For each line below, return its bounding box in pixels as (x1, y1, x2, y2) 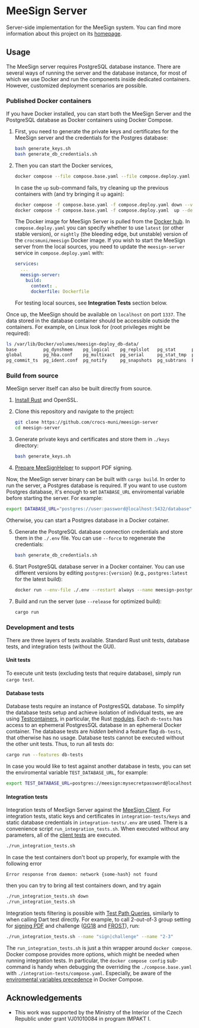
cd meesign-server (14, 425, 60, 431)
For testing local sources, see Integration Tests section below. (14, 299, 168, 306)
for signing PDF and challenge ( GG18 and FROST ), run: (6, 922, 140, 929)
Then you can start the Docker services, (14, 162, 113, 169)
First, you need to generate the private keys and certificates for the (14, 128, 179, 135)
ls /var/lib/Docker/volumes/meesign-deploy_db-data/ (6, 341, 139, 347)
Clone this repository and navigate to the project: (14, 408, 134, 415)
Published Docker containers (6, 97, 92, 105)
